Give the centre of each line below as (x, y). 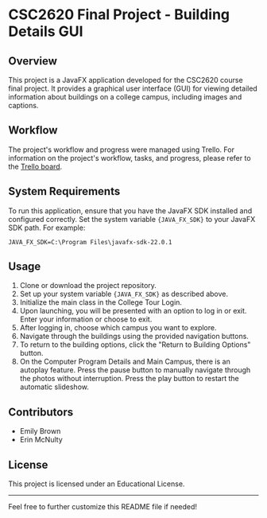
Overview (33, 61)
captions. (23, 105)
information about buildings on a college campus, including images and (125, 97)
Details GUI (46, 31)
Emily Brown (40, 431)
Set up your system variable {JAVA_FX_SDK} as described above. (124, 294)
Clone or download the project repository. (88, 286)
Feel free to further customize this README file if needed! (103, 507)
